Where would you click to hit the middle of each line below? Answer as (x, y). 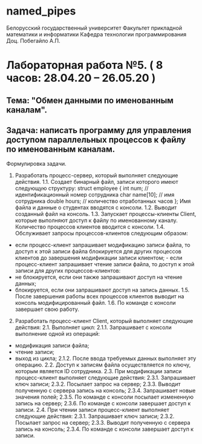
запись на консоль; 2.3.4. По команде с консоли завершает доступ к (104, 429)
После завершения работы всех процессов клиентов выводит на (99, 296)
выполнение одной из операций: (57, 334)
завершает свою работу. (47, 309)
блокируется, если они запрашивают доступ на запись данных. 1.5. (102, 290)
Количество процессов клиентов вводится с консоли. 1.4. (90, 227)
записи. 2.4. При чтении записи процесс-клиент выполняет (92, 410)
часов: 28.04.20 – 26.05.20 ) (81, 78)
